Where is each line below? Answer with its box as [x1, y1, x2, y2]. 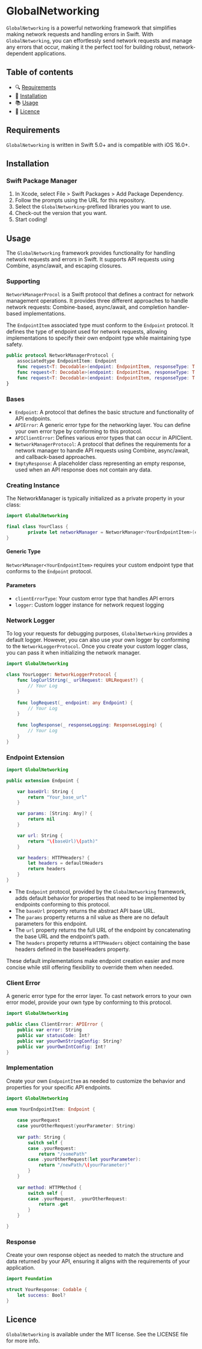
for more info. [6, 1337, 40, 1344]
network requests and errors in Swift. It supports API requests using [6, 256, 174, 263]
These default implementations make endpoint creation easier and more [6, 957, 185, 964]
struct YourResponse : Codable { [6, 1287, 87, 1293]
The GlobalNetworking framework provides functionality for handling [6, 249, 176, 257]
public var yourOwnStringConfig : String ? [17, 1038, 122, 1044]
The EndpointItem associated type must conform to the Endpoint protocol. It [6, 322, 194, 329]
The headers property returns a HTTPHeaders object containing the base [14, 939, 191, 946]
